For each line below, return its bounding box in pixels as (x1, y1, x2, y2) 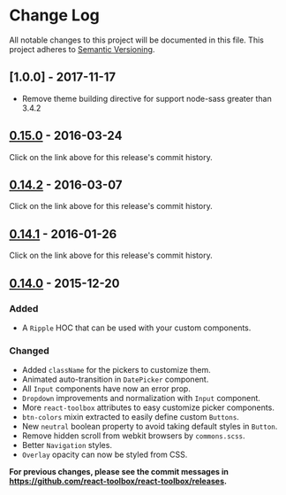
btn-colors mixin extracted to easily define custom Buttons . (21, 412, 240, 422)
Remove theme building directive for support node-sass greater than (21, 93, 272, 104)
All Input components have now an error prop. (21, 383, 192, 394)
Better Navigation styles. (21, 440, 113, 451)
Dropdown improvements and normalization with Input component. (21, 393, 260, 404)
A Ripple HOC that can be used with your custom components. (21, 322, 252, 333)
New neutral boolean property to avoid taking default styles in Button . (21, 422, 278, 432)
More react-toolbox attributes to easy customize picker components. (21, 402, 275, 413)
